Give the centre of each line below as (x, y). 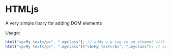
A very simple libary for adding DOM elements (54, 23)
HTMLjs (22, 9)
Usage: (13, 32)
